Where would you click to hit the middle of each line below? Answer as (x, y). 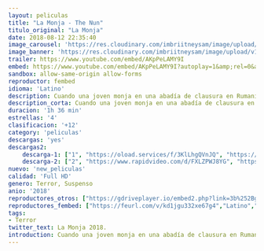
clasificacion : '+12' (44, 125)
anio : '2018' (29, 191)
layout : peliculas (38, 15)
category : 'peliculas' (45, 132)
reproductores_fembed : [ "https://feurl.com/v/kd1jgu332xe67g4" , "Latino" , (132, 205)
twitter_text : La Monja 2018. (58, 228)
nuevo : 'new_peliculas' (47, 169)
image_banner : (31, 52)
